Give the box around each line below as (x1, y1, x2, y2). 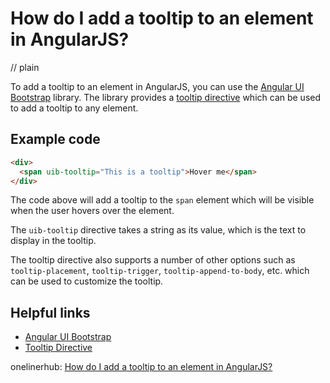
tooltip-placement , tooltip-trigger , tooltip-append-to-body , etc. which (10, 265, 310, 277)
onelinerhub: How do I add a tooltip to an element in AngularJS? (10, 361, 273, 373)
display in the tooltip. (10, 235, 97, 247)
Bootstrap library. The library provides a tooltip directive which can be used (10, 91, 322, 103)
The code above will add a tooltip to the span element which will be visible (10, 194, 315, 206)
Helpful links (10, 304, 91, 321)
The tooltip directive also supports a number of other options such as (10, 254, 296, 266)
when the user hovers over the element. (10, 205, 175, 217)
